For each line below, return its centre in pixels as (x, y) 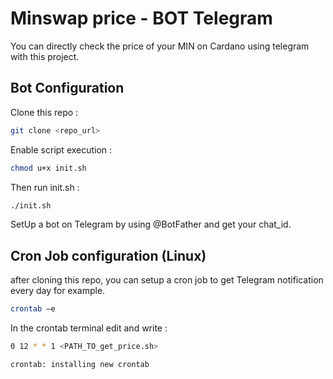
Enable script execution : (61, 149)
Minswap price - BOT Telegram (141, 18)
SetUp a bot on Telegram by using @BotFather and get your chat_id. (151, 224)
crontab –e (33, 309)
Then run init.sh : (45, 187)
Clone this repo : (44, 112)
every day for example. (58, 291)
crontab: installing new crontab (80, 364)
